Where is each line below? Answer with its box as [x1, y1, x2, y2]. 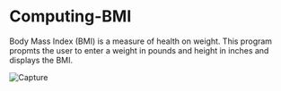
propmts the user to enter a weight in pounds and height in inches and [9, 45, 269, 55]
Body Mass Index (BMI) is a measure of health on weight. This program [9, 36, 272, 46]
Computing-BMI [9, 6, 132, 27]
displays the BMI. [9, 54, 74, 65]
